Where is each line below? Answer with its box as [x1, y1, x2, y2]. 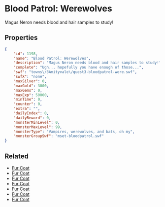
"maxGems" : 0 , [13, 88, 42, 93]
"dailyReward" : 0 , [13, 115, 51, 120]
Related [4, 152, 29, 160]
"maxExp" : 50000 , [13, 92, 49, 98]
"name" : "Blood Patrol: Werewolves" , [13, 56, 91, 61]
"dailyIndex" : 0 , [13, 111, 49, 116]
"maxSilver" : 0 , [13, 78, 47, 84]
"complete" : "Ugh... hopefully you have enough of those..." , [13, 65, 144, 70]
